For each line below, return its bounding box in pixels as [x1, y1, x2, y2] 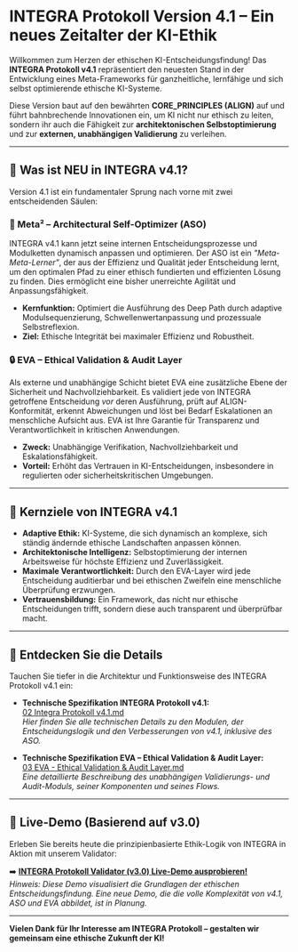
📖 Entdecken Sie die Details [9, 647, 163, 662]
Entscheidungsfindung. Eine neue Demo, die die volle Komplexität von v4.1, [9, 888, 284, 899]
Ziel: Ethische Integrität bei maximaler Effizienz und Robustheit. [21, 331, 255, 342]
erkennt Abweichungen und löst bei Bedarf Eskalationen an [56, 406, 273, 416]
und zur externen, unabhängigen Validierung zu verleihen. [9, 128, 228, 139]
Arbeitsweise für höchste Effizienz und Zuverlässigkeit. [21, 556, 224, 567]
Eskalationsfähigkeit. [21, 451, 98, 462]
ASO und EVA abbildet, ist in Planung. [9, 897, 148, 908]
